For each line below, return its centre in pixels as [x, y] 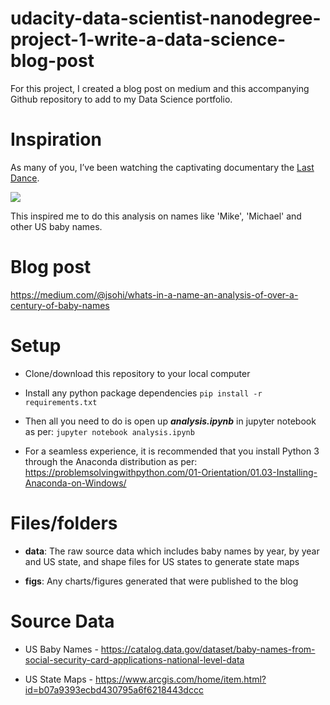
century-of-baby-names [60, 305]
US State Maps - [59, 679]
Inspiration [56, 139]
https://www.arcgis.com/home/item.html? [180, 679]
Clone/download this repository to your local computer [137, 373]
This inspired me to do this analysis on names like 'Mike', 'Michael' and [156, 216]
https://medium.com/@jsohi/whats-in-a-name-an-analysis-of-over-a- [154, 294]
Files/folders [64, 523]
